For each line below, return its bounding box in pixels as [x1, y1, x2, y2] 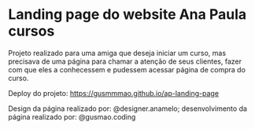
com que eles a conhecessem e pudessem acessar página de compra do [8, 64, 246, 74]
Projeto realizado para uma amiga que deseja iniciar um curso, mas [8, 48, 227, 57]
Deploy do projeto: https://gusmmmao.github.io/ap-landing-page [8, 88, 219, 98]
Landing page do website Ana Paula [8, 6, 246, 24]
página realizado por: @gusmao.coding [8, 112, 136, 121]
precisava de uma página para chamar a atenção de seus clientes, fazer [8, 57, 242, 66]
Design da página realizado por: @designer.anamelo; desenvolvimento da [8, 104, 248, 113]
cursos [8, 22, 55, 40]
